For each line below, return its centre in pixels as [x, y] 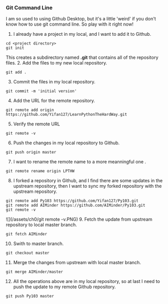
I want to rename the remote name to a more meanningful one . [80, 162]
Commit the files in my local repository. [54, 82]
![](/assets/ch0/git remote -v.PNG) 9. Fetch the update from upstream [79, 220]
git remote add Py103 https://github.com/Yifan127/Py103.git [72, 201]
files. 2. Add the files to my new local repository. [57, 63]
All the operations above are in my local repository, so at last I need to [87, 281]
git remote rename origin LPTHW [40, 171]
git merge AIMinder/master [34, 272]
